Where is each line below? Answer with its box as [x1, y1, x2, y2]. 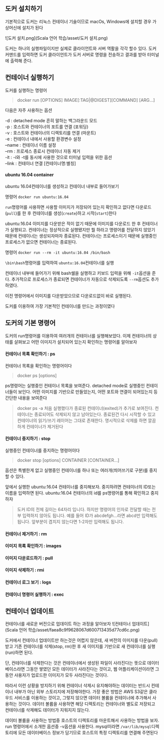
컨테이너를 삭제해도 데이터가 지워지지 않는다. [5, 707, 91, 713]
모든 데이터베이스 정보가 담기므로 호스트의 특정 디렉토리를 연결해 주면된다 [18, 730, 158, 736]
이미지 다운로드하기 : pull [5, 555, 53, 561]
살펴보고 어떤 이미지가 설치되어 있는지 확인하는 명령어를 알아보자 [14, 339, 137, 345]
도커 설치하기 [5, 4, 43, 13]
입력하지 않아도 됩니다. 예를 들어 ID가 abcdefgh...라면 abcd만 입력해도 [22, 513, 158, 518]
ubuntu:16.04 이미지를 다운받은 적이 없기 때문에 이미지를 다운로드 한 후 [5, 221, 141, 226]
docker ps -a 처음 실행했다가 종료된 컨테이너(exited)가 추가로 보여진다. [17, 405, 154, 411]
